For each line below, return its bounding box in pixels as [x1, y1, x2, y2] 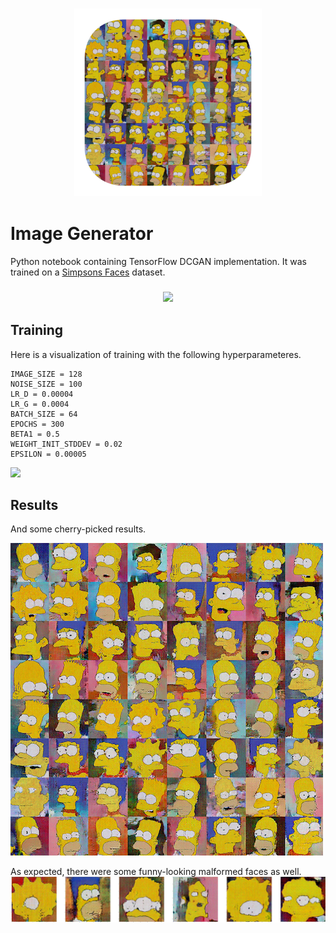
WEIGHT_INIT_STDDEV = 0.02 [10, 439, 123, 449]
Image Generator [10, 223, 154, 245]
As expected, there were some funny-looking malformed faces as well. [10, 866, 302, 878]
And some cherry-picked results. [10, 523, 147, 535]
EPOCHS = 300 [10, 419, 65, 429]
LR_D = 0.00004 [10, 389, 74, 399]
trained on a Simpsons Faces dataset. [10, 266, 166, 278]
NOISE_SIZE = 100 [10, 379, 83, 389]
